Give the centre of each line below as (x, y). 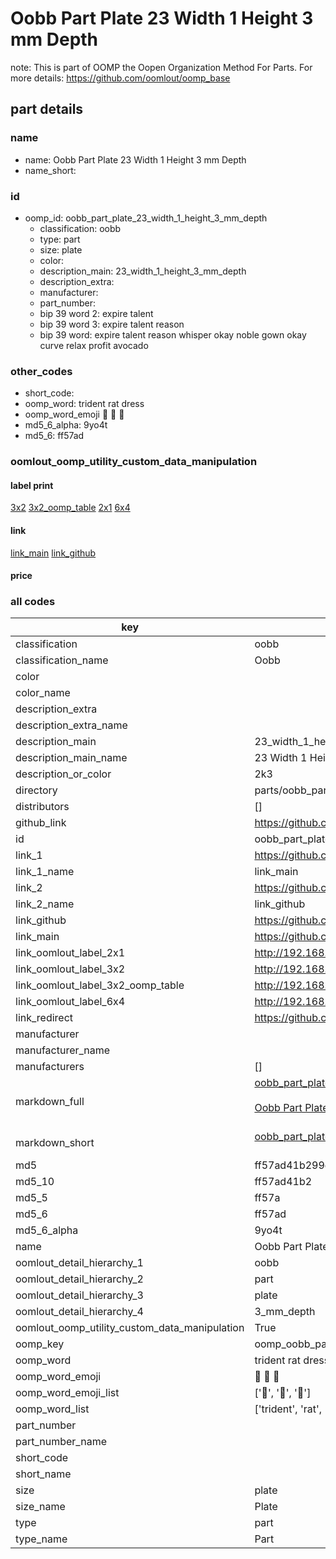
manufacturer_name (63, 1050)
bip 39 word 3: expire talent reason (112, 324)
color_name (43, 693)
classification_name (62, 660)
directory (36, 790)
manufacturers (50, 1067)
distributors (42, 807)
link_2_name (45, 904)
